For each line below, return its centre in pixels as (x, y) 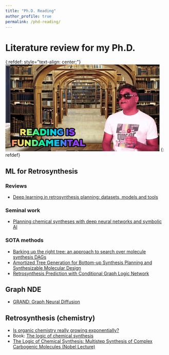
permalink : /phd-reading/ (33, 22)
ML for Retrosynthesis (42, 171)
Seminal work (23, 210)
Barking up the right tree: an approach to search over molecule (79, 251)
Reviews (16, 186)
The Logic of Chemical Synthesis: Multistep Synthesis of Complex (82, 341)
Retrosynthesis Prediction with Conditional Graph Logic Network (81, 273)
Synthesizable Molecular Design (47, 268)
